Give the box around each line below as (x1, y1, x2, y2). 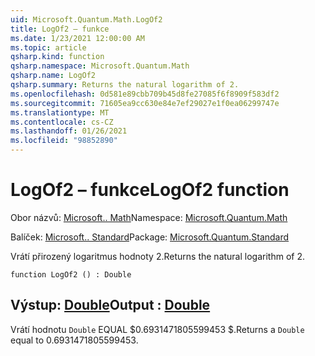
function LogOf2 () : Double (10, 269, 132, 280)
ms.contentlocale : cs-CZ (10, 117, 114, 127)
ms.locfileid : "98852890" (10, 136, 118, 146)
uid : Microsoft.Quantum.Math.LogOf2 (10, 14, 163, 25)
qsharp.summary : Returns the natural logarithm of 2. (10, 80, 240, 90)
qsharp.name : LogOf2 (10, 71, 97, 81)
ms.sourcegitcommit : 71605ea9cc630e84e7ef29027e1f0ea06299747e (10, 98, 280, 108)
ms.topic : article (10, 42, 87, 53)
